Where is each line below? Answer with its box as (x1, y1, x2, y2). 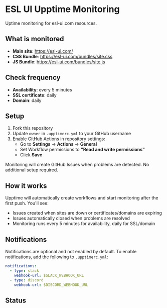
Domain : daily (12, 97, 42, 104)
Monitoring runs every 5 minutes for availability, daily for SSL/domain (12, 221, 155, 227)
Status (5, 296, 27, 304)
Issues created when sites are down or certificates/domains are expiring (12, 210, 162, 216)
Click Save (20, 152, 43, 158)
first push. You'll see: (5, 200, 49, 207)
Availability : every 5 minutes (12, 86, 72, 92)
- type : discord (10, 277, 44, 282)
